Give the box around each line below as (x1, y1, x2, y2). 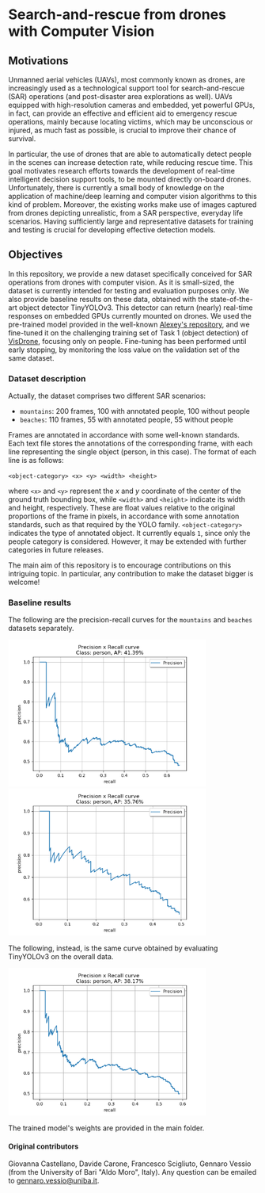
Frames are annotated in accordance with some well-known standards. (8, 430, 240, 440)
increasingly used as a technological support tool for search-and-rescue (8, 83, 245, 93)
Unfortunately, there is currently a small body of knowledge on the (8, 183, 225, 192)
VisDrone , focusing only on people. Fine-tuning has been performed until (8, 336, 247, 346)
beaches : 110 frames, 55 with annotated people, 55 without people (19, 415, 233, 425)
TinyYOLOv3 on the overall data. (8, 952, 114, 962)
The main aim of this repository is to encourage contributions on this (8, 560, 232, 570)
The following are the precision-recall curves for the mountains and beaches (8, 615, 253, 625)
